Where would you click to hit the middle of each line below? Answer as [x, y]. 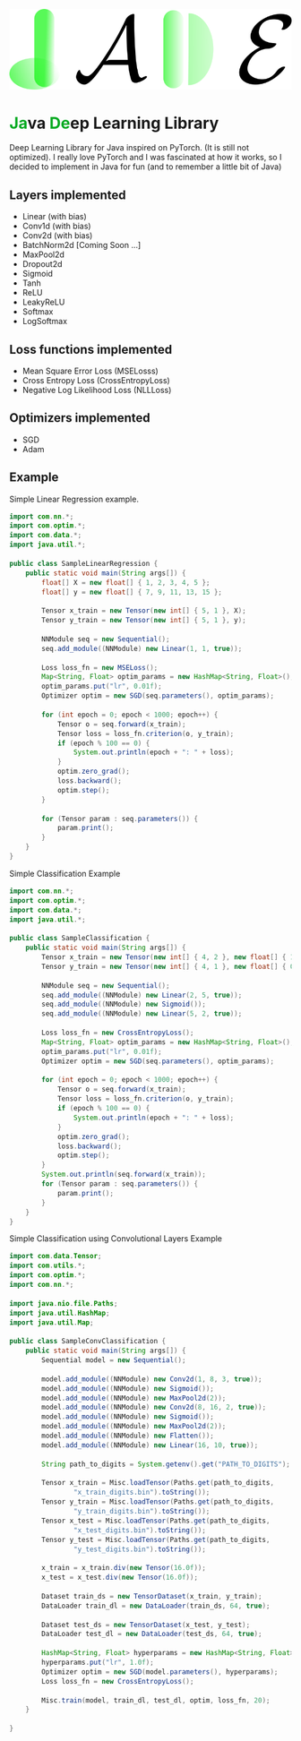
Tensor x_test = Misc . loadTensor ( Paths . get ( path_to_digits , [156, 1521]
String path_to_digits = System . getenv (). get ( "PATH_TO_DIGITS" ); [166, 1464]
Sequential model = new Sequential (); [114, 1360]
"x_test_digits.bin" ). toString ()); [139, 1530]
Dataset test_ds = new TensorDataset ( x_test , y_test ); [146, 1625]
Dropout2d [42, 264]
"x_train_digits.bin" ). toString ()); [142, 1492]
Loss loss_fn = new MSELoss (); [100, 667]
